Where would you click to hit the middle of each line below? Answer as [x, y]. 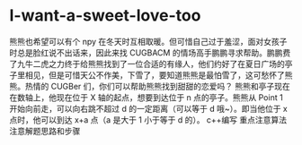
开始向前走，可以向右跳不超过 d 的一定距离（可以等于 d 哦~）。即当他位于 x [148, 108]
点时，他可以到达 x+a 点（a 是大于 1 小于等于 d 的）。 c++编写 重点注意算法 [148, 119]
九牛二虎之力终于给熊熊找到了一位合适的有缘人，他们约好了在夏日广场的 [151, 64]
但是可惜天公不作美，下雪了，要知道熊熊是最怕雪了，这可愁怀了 [166, 75]
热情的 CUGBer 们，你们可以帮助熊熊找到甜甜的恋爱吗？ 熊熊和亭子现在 [157, 86]
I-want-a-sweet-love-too [105, 16]
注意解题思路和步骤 [45, 131]
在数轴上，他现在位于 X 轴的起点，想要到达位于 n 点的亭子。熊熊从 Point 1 [146, 97]
